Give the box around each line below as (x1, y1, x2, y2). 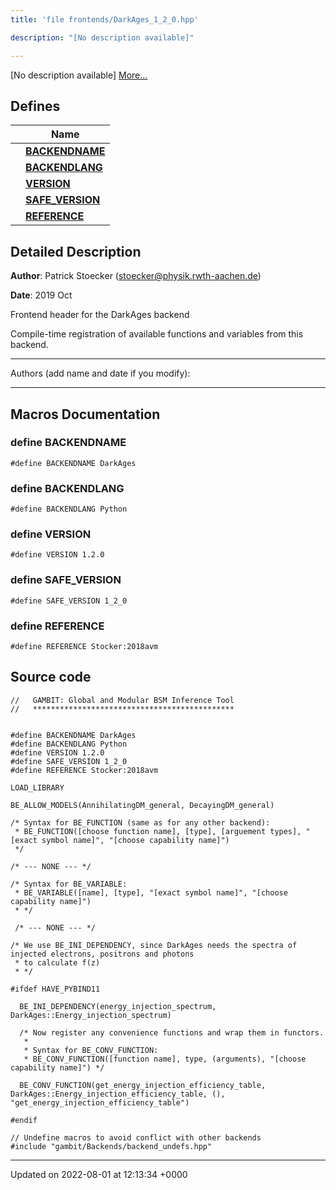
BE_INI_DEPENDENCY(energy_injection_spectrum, (19, 1001, 217, 1011)
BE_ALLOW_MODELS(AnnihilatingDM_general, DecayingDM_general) (10, 800, 275, 810)
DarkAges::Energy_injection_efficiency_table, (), (10, 1089, 226, 1099)
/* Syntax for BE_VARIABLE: (10, 879, 128, 889)
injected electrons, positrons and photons (10, 949, 195, 959)
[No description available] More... (10, 69, 148, 81)
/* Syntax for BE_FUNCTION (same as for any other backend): (10, 817, 271, 828)
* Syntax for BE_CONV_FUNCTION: (23, 1045, 159, 1055)
